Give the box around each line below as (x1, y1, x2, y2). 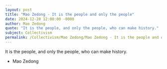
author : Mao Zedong (5, 21, 46, 26)
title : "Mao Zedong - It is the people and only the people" (5, 12, 135, 17)
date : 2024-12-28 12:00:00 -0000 (5, 16, 75, 21)
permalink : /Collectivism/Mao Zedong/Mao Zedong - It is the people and (5, 35, 159, 40)
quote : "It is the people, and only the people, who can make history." (5, 26, 159, 31)
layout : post (5, 7, 32, 12)
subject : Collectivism (5, 30, 52, 35)
